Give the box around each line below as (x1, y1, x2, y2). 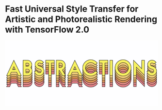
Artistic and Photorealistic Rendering (5, 14, 158, 25)
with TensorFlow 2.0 (5, 24, 90, 35)
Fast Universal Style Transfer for (5, 3, 139, 15)
